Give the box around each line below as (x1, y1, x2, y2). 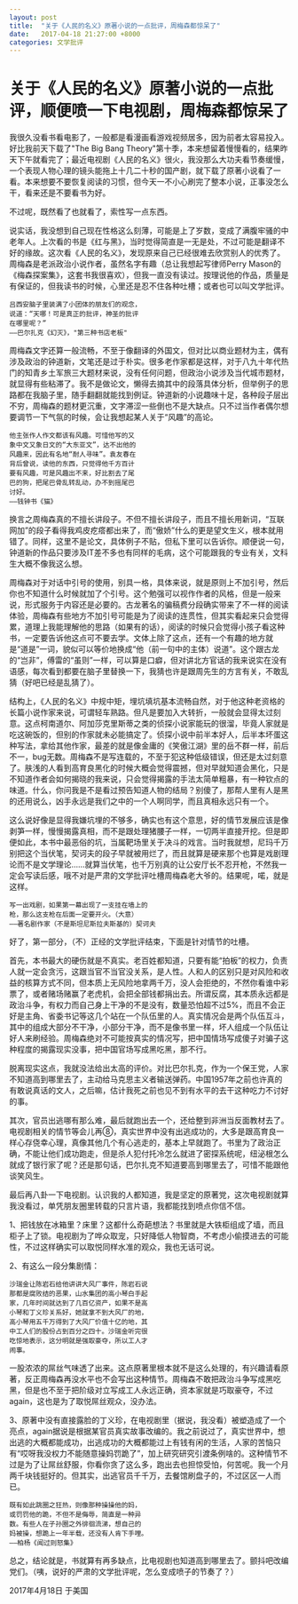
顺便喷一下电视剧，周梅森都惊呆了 (40, 101, 290, 121)
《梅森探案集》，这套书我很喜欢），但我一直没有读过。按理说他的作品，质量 (9, 270, 281, 281)
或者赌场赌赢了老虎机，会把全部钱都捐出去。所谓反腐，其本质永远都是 (32, 989, 289, 999)
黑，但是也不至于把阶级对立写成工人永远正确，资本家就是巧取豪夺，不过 (9, 1385, 273, 1395)
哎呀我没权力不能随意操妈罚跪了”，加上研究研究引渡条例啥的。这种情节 (20, 1449, 281, 1459)
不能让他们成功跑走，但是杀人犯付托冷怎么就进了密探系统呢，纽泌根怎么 (24, 1148, 289, 1159)
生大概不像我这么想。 (9, 559, 87, 569)
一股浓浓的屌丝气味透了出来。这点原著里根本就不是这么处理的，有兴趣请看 (9, 1362, 281, 1373)
